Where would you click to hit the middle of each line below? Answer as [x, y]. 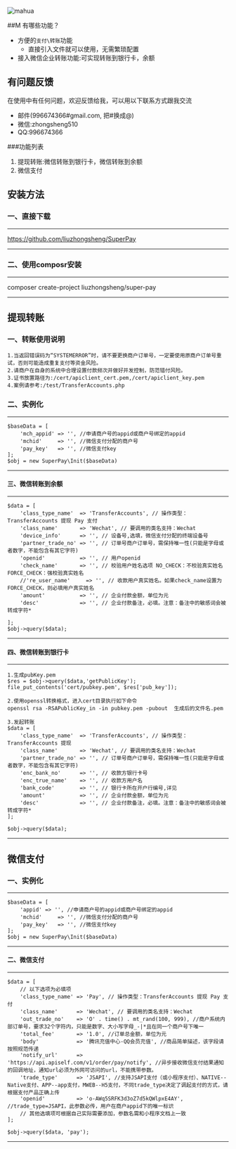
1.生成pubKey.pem [32, 675]
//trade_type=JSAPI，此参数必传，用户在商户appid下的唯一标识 [91, 1106]
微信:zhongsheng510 [48, 124]
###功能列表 [26, 146]
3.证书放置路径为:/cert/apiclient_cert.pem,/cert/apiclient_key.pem [106, 378]
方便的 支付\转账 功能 [45, 40]
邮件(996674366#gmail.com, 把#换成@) [76, 115]
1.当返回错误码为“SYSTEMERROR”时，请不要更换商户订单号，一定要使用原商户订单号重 [114, 356]
